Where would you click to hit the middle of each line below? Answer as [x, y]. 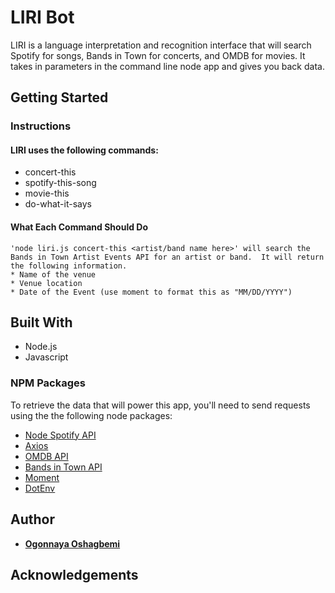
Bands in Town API [63, 467]
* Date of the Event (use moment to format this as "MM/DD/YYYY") [151, 292]
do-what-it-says [58, 204]
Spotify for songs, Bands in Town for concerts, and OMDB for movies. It [158, 55]
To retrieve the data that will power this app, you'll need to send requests [160, 405]
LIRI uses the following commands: [84, 150]
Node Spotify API [60, 435]
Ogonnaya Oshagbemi [72, 543]
